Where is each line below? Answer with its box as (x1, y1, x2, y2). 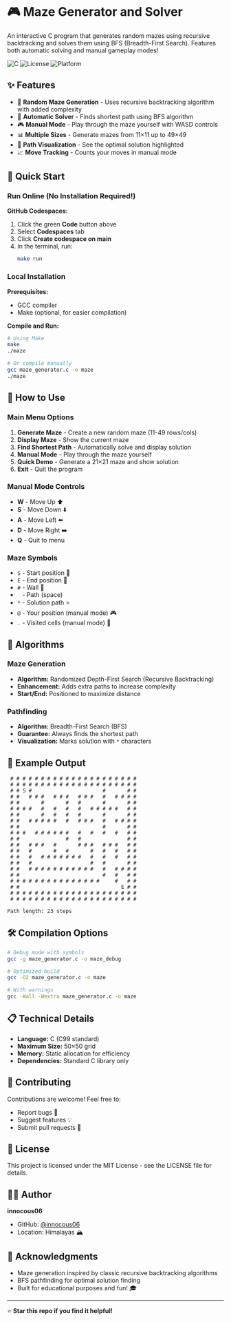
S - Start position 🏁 (16, 569, 71, 577)
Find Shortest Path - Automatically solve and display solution (16, 443, 191, 451)
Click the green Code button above (16, 220, 117, 229)
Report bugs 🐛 (16, 1108, 58, 1116)
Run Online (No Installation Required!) (7, 191, 136, 201)
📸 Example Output (7, 757, 86, 768)
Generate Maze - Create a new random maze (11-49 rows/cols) (16, 428, 197, 437)
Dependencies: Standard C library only (16, 1056, 129, 1064)
